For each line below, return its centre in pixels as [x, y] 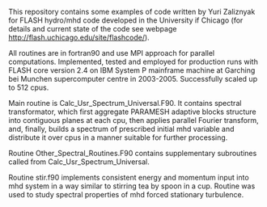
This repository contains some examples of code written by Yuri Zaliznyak [132, 12]
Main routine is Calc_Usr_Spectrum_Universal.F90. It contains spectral [125, 103]
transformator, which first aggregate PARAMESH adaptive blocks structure [132, 112]
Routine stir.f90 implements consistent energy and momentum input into [129, 177]
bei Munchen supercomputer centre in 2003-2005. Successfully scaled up [133, 79]
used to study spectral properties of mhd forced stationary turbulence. [126, 194]
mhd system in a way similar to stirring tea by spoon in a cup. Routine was [132, 186]
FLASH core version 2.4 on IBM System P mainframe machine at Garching [132, 70]
